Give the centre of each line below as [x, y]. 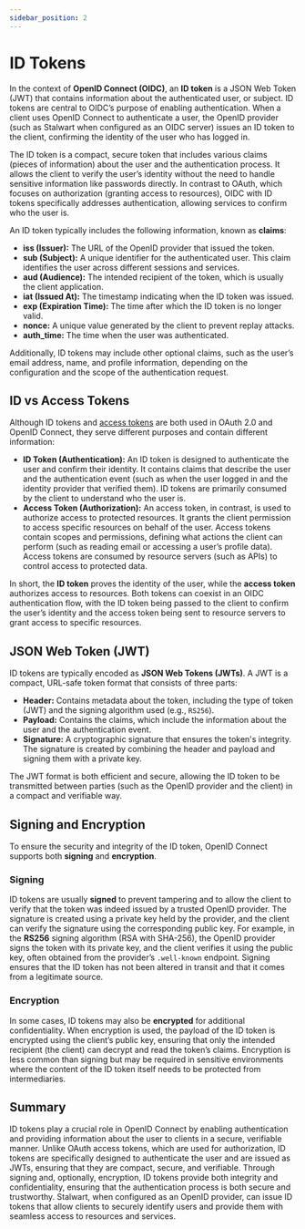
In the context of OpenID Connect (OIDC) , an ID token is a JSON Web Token [153, 88]
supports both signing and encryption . [83, 856]
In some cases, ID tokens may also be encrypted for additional [127, 1020]
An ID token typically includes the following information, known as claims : [148, 230]
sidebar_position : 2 [49, 18]
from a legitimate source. [56, 977]
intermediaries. [38, 1079]
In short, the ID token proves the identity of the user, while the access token [152, 584]
